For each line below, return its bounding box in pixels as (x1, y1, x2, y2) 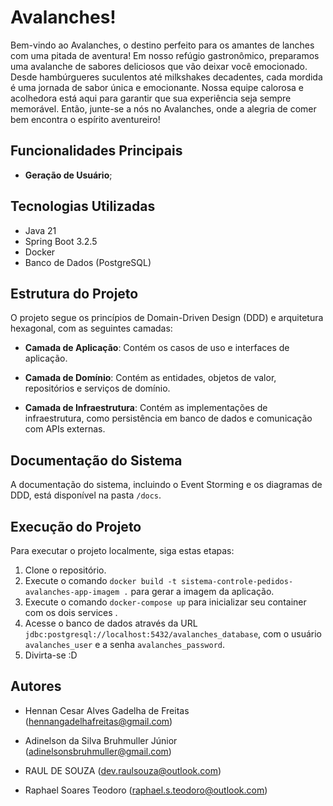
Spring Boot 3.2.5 (24, 235, 98, 247)
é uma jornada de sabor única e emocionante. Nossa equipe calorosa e (10, 81, 305, 93)
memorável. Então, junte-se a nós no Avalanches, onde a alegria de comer (10, 102, 317, 115)
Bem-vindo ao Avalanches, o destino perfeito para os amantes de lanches (10, 39, 315, 51)
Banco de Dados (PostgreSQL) (24, 256, 152, 268)
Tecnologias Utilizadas (10, 198, 156, 215)
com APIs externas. (24, 423, 106, 435)
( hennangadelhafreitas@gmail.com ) (24, 715, 173, 727)
